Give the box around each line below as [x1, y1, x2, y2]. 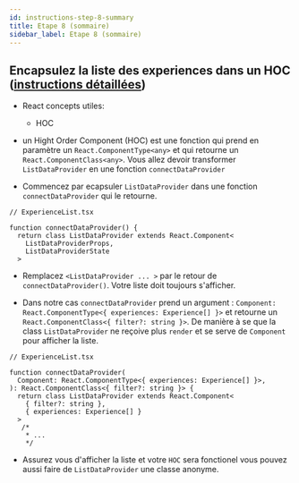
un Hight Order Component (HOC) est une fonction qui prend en [21, 135, 260, 146]
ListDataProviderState [25, 247, 110, 256]
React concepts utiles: [21, 100, 105, 112]
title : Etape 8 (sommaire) [9, 21, 110, 30]
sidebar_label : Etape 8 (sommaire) [9, 30, 142, 38]
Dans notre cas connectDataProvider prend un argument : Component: [21, 297, 277, 309]
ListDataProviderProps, [25, 239, 115, 249]
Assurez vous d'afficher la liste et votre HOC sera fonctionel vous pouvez [21, 454, 288, 465]
